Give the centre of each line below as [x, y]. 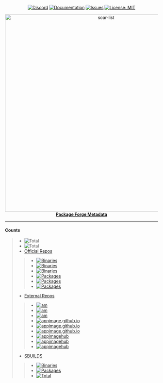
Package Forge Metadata [81, 214]
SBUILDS [33, 356]
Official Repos [38, 251]
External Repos [39, 296]
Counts [13, 230]
